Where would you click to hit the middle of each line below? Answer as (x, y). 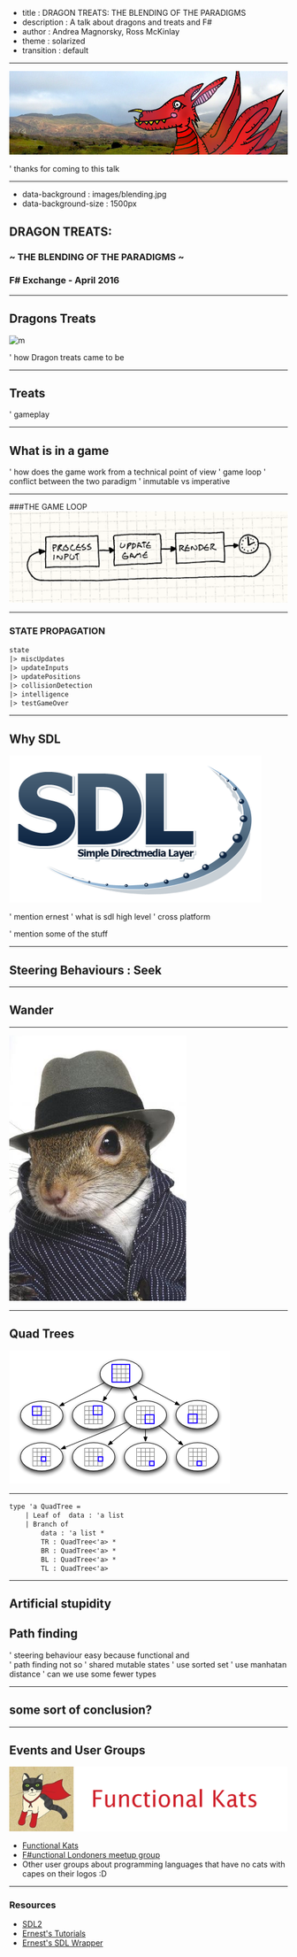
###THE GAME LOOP (49, 507)
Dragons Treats (53, 319)
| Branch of (47, 1524)
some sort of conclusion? (81, 1710)
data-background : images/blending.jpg (94, 195)
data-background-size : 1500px (79, 204)
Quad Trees (42, 1334)
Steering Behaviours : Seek (85, 970)
